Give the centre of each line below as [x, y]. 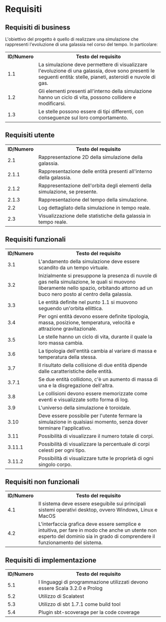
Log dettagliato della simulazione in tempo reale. [94, 207]
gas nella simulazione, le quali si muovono [87, 281]
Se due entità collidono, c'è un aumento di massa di [98, 379]
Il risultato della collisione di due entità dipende [93, 365]
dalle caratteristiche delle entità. [75, 371]
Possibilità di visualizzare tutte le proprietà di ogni [96, 458]
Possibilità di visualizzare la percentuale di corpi [94, 444]
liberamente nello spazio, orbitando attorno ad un [96, 288]
